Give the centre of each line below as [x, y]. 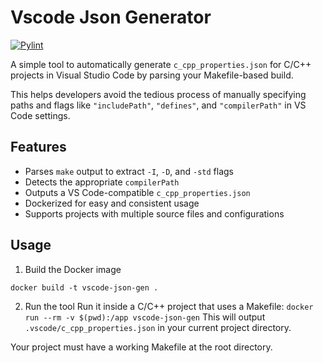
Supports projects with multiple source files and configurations [154, 213]
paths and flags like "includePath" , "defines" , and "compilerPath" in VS [158, 105]
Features [38, 147]
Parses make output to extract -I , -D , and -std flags [129, 171]
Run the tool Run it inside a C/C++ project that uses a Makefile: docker [169, 306]
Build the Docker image [73, 269]
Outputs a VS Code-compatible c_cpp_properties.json [137, 192]
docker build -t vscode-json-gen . [84, 287]
